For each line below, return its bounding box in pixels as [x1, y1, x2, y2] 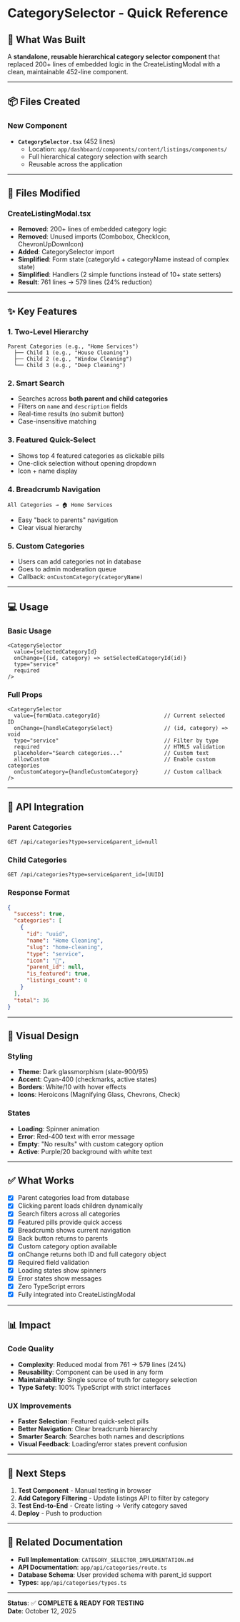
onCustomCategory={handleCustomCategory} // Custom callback [14, 769, 222, 776]
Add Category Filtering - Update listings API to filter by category [17, 1493, 209, 1502]
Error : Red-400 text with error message [17, 1132, 135, 1141]
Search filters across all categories [17, 1209, 121, 1218]
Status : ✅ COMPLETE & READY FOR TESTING [7, 1598, 144, 1607]
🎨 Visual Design [7, 1030, 79, 1042]
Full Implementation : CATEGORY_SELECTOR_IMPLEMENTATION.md [17, 1555, 194, 1563]
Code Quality [7, 1344, 54, 1354]
